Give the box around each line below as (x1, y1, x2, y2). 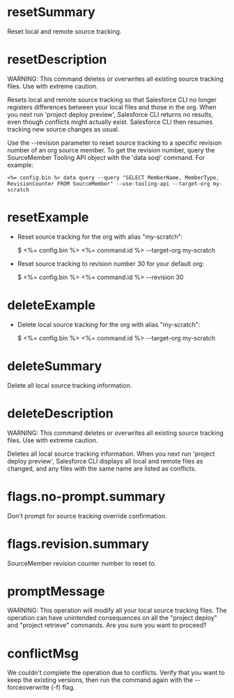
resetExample (7, 209, 89, 225)
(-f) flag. (51, 683, 75, 692)
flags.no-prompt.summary (7, 489, 166, 505)
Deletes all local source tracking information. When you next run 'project (7, 450, 215, 458)
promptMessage (7, 583, 105, 599)
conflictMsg (7, 645, 79, 661)
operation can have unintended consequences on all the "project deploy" (7, 614, 217, 622)
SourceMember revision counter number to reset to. (7, 559, 157, 567)
